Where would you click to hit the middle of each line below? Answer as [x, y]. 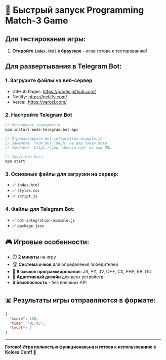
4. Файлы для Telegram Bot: [40, 209]
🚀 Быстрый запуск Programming [75, 10]
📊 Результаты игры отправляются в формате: [81, 300]
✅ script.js [25, 196]
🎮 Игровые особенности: [47, 242]
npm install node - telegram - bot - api [42, 129]
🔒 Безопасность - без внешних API [49, 282]
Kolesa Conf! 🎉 [21, 352]
